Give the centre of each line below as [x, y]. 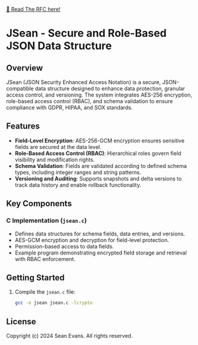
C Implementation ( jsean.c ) [47, 220]
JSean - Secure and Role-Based [86, 33]
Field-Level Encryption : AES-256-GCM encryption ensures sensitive [100, 141]
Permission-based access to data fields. [64, 246]
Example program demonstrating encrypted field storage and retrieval [100, 253]
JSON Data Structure [59, 46]
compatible [20, 88]
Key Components [39, 203]
